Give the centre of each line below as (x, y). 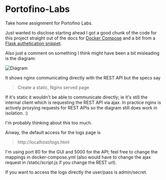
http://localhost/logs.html (43, 142)
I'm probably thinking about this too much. (49, 122)
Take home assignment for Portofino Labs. (49, 23)
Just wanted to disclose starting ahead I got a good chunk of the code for (81, 32)
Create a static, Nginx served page (53, 87)
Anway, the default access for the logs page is (53, 132)
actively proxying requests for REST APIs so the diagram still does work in (81, 107)
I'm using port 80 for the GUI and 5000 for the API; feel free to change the (81, 151)
